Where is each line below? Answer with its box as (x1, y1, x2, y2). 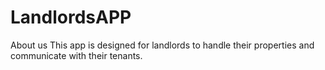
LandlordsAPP (10, 6, 132, 29)
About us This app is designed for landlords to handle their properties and (10, 39, 315, 51)
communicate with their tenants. (10, 49, 143, 61)
